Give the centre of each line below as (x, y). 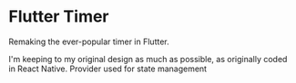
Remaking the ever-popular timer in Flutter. (89, 41)
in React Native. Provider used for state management (107, 69)
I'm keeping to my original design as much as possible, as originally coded (148, 59)
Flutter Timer (59, 17)
